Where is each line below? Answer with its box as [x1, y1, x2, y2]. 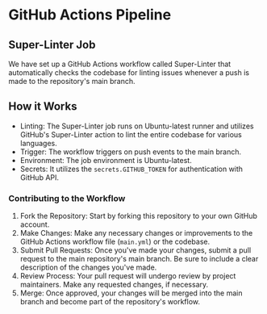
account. [19, 220, 50, 229]
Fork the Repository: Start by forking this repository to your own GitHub [19, 211, 258, 221]
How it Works [8, 99, 77, 114]
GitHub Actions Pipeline [8, 6, 172, 24]
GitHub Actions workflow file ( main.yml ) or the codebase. [19, 237, 211, 247]
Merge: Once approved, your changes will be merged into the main [19, 288, 244, 298]
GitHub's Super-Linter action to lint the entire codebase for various [19, 129, 242, 139]
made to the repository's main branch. [8, 77, 136, 86]
